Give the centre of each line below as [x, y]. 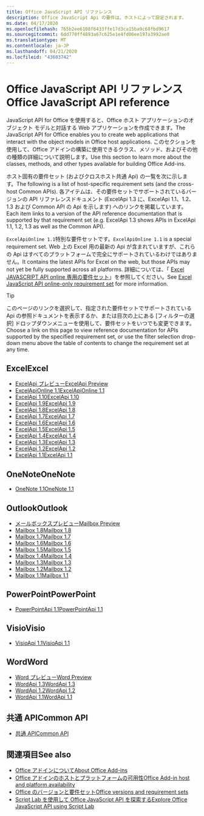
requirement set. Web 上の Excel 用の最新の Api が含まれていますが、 [93, 246]
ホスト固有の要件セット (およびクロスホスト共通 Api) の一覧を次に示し [94, 176]
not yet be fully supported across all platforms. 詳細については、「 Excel [95, 269]
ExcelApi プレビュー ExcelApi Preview [62, 384]
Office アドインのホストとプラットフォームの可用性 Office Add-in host [102, 778]
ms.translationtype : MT [36, 40]
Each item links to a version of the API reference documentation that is [94, 213]
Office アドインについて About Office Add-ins [71, 770]
